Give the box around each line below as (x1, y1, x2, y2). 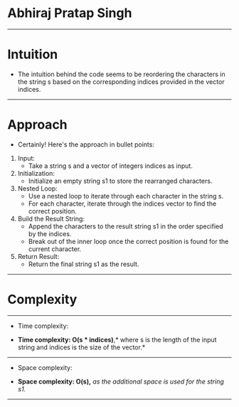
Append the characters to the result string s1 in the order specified (28, 222, 223, 231)
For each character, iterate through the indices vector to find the (28, 199, 217, 208)
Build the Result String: (17, 214, 85, 223)
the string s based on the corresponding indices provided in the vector (17, 77, 225, 86)
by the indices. (28, 229, 72, 238)
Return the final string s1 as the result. (28, 260, 139, 268)
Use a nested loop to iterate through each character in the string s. (28, 191, 224, 200)
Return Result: (17, 252, 60, 260)
